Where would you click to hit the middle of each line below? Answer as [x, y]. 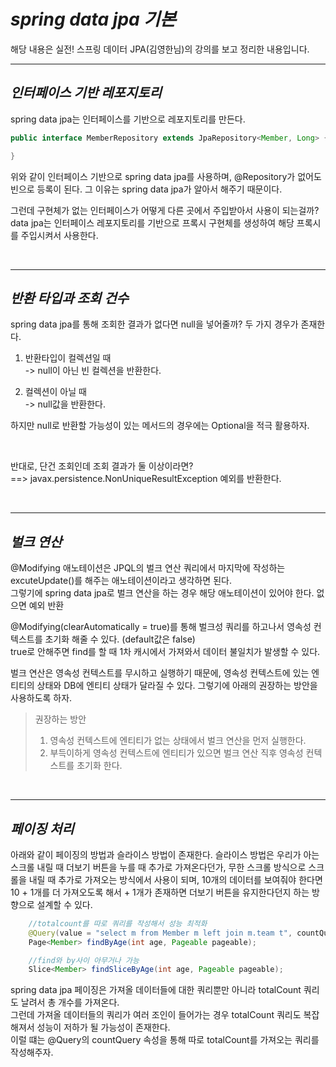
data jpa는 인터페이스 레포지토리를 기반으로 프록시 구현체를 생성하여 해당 [152, 222]
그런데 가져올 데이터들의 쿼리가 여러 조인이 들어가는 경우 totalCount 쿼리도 [156, 1015]
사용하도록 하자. [41, 698]
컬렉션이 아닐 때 [55, 392]
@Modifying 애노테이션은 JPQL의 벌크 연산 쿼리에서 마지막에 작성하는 [148, 568]
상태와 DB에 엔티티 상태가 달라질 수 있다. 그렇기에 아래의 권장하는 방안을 [177, 686]
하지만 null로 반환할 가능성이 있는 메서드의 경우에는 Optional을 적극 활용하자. [160, 426]
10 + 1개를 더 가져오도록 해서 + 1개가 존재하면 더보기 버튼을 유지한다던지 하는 [160, 892]
